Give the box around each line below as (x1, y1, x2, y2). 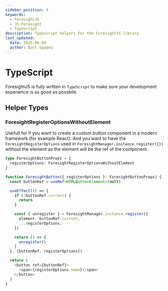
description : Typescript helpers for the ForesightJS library (5, 31, 139, 36)
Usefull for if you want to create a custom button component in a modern (5, 130, 158, 136)
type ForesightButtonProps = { (5, 156, 71, 161)
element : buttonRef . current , (18, 216, 80, 221)
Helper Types (5, 103, 49, 112)
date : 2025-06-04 (10, 40, 47, 45)
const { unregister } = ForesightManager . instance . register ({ (14, 212, 148, 217)
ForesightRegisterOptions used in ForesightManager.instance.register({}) (5, 141, 163, 147)
